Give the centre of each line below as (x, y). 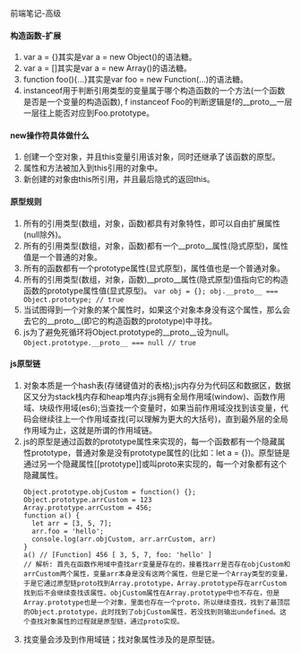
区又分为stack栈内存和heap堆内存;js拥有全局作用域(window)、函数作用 (154, 396)
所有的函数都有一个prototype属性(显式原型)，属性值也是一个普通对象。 (154, 268)
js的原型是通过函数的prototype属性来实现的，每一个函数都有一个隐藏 (150, 441)
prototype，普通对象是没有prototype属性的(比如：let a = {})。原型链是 (160, 452)
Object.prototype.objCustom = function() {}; (109, 492)
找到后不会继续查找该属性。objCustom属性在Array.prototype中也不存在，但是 (151, 593)
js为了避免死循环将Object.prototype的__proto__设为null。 (128, 332)
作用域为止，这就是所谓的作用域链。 (90, 430)
